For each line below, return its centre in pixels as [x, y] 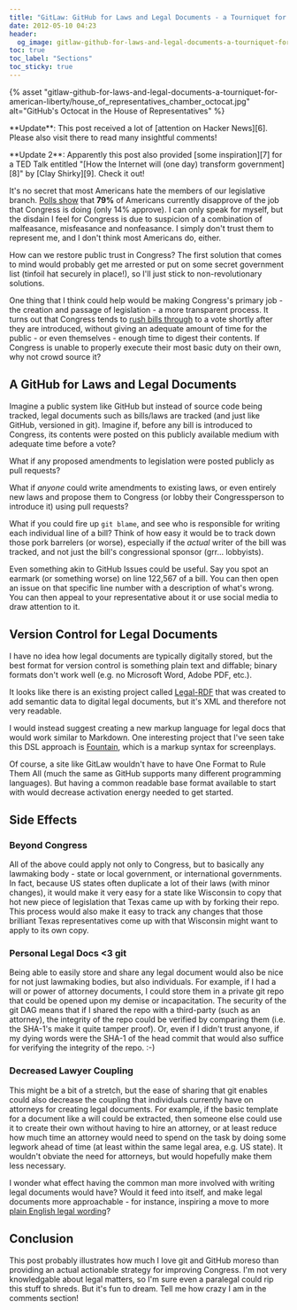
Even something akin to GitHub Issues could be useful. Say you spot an [139, 569]
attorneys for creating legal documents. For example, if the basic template [144, 1109]
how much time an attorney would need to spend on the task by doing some [148, 1137]
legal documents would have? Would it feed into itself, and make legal [136, 1192]
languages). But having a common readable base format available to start [143, 783]
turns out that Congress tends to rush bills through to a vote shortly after [141, 319]
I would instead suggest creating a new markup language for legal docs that [148, 728]
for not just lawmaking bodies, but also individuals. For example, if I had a [143, 982]
